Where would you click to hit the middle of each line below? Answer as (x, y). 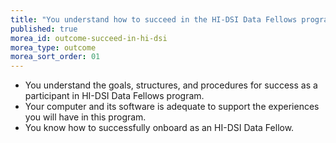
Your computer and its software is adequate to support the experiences (172, 107)
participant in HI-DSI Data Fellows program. (114, 96)
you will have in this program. (85, 117)
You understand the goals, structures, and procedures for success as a (171, 85)
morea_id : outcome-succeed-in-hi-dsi (89, 38)
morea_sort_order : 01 (55, 57)
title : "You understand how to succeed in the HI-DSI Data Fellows (154, 19)
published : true (44, 29)
